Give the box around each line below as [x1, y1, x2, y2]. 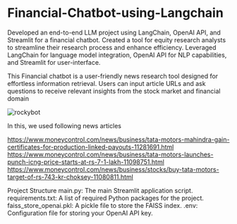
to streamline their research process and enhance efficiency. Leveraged [7, 43, 217, 51]
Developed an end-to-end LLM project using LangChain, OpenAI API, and [7, 28, 221, 37]
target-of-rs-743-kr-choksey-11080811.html [7, 173, 134, 181]
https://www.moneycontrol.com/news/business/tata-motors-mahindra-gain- [7, 135, 230, 144]
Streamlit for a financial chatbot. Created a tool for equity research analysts [7, 35, 226, 44]
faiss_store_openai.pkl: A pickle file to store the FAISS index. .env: [7, 201, 198, 209]
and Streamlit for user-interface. [7, 58, 101, 66]
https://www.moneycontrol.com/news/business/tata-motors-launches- [7, 150, 214, 158]
